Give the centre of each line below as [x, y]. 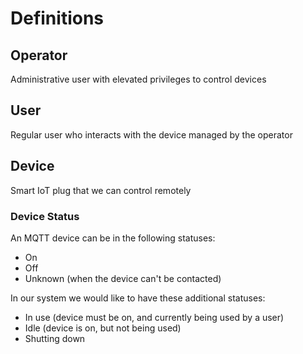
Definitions [57, 18]
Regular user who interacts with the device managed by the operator [151, 134]
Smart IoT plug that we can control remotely [101, 190]
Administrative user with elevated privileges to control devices [138, 79]
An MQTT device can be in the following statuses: [113, 238]
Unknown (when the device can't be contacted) [123, 278]
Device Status [45, 216]
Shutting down [55, 338]
